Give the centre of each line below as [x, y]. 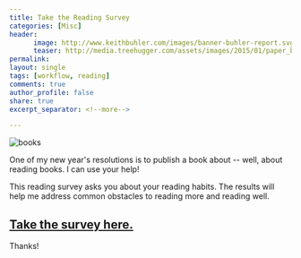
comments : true [38, 84]
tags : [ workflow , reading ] [60, 76]
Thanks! [24, 246]
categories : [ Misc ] [46, 26]
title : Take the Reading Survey [69, 17]
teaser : [47, 51]
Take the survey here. [71, 224]
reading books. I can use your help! [74, 169]
